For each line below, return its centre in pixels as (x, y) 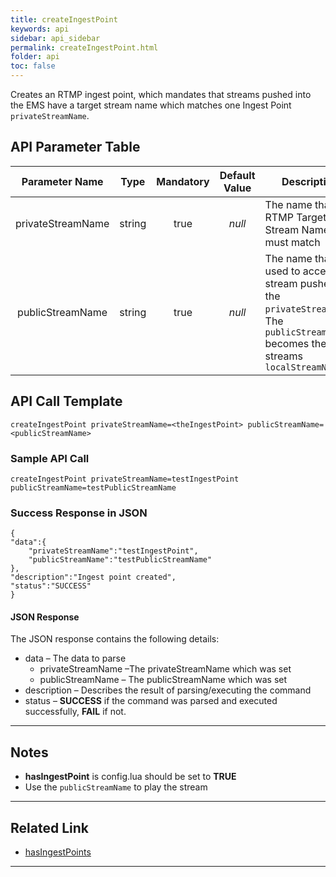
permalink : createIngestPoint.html (84, 47)
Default (237, 175)
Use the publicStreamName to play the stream (116, 787)
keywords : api (40, 29)
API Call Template (66, 401)
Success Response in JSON (79, 513)
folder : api (35, 57)
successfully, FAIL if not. (75, 712)
